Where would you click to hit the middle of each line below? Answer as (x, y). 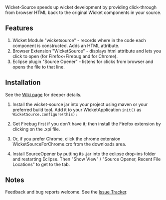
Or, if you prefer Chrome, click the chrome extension (66, 138)
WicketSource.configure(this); (45, 114)
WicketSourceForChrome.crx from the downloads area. (69, 144)
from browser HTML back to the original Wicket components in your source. (83, 12)
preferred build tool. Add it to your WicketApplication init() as (77, 109)
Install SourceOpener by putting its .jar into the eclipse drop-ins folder (84, 153)
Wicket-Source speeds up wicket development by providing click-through (81, 7)
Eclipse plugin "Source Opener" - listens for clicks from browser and (83, 61)
